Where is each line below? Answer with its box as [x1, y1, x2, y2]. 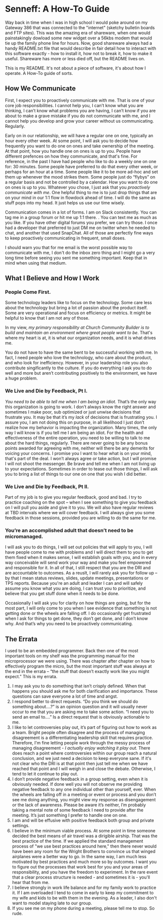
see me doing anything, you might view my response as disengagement [12, 797, 156, 803]
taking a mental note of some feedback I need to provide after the [12, 807, 144, 813]
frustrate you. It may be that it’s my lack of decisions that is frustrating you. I [5, 414, 158, 420]
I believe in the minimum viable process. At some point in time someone [12, 828, 156, 834]
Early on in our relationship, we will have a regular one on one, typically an [5, 132, 154, 138]
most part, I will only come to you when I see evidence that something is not [5, 605, 157, 611]
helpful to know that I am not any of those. [5, 315, 90, 321]
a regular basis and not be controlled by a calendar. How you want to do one [5, 179, 158, 185]
